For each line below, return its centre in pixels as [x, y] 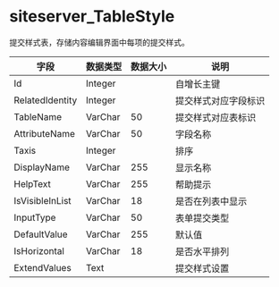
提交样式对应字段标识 [220, 100]
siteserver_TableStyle [92, 17]
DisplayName [42, 167]
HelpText [32, 183]
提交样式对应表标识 [216, 117]
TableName [38, 116]
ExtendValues [42, 267]
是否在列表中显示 [211, 201]
